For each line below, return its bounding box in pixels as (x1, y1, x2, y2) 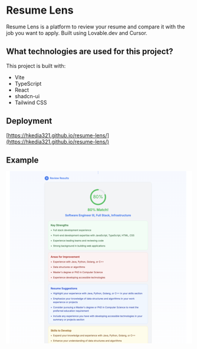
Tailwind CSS (14, 99, 47, 106)
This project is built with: (6, 62, 66, 69)
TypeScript (14, 80, 42, 87)
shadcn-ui (14, 92, 40, 99)
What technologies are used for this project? (6, 47, 173, 57)
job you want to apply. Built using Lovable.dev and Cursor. (6, 29, 147, 36)
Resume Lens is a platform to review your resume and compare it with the (6, 23, 185, 30)
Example (6, 155, 39, 165)
